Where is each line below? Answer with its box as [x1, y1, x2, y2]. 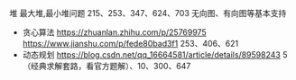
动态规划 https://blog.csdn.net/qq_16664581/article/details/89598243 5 [22, 49, 288, 60]
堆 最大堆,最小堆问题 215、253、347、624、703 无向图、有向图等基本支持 [9, 8, 287, 18]
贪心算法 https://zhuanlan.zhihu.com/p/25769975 [22, 27, 207, 38]
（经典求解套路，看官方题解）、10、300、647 [22, 61, 191, 71]
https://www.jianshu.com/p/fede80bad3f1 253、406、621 [22, 39, 239, 49]
